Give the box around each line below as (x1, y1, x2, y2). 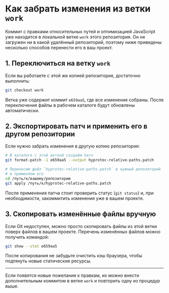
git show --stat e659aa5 (5, 244, 57, 249)
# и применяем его (5, 172, 44, 177)
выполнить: (5, 78, 30, 84)
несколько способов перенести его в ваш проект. (5, 44, 113, 50)
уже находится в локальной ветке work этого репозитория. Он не (5, 34, 145, 40)
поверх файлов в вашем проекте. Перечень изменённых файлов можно (5, 229, 161, 235)
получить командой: (5, 234, 49, 240)
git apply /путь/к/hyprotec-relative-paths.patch (5, 181, 112, 186)
